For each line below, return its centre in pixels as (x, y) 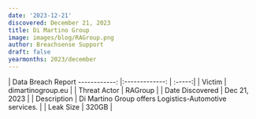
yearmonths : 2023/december (52, 60)
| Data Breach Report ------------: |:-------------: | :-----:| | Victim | (117, 82)
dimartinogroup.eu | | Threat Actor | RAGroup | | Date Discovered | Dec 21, (129, 90)
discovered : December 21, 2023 (59, 23)
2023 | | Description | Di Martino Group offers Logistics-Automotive (117, 99)
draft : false (30, 52)
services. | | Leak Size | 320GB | (60, 106)
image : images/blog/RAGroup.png (61, 37)
